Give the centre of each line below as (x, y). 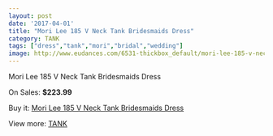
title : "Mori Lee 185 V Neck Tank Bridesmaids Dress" (102, 31)
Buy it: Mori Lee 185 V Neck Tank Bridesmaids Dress (96, 108)
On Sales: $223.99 (40, 92)
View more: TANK (38, 123)
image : (19, 53)
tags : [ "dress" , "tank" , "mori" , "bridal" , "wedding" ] (96, 46)
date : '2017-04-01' (41, 23)
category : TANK (34, 38)
